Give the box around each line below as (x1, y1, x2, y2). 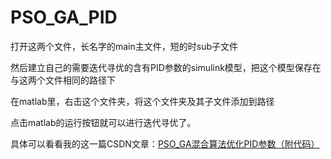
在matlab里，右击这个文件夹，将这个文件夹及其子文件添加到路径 (10, 95, 275, 107)
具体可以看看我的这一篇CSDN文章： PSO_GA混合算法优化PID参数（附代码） (10, 137, 320, 150)
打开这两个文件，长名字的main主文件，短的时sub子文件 (10, 40, 239, 52)
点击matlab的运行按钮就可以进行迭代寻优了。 (10, 116, 197, 128)
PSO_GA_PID (10, 6, 118, 29)
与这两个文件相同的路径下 (10, 74, 116, 86)
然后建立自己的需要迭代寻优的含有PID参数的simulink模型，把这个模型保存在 (10, 61, 322, 73)
